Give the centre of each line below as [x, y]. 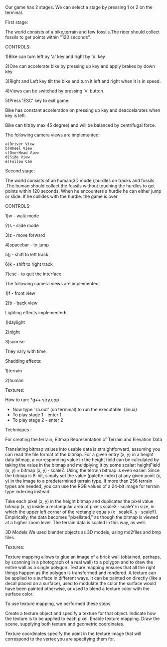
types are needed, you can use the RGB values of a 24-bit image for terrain [83, 486]
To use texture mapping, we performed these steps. [59, 604]
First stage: [17, 22]
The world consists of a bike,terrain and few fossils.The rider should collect [83, 32]
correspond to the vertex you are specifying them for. [60, 639]
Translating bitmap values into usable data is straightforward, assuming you [83, 449]
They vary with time [26, 351]
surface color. [19, 594]
